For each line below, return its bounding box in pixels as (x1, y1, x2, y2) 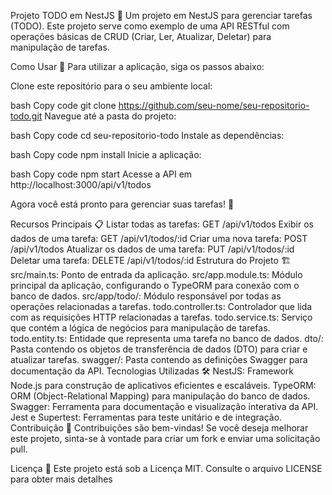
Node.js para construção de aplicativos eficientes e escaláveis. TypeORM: (10, 380, 317, 391)
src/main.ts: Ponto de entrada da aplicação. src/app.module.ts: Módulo (10, 269, 303, 280)
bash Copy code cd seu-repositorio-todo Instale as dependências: (10, 130, 285, 141)
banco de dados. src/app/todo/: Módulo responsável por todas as (10, 290, 282, 302)
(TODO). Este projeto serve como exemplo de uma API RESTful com (10, 20, 290, 32)
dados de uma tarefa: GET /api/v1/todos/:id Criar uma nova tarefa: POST (10, 233, 308, 244)
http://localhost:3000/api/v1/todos (10, 179, 152, 190)
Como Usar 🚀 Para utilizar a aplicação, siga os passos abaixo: (10, 61, 265, 72)
